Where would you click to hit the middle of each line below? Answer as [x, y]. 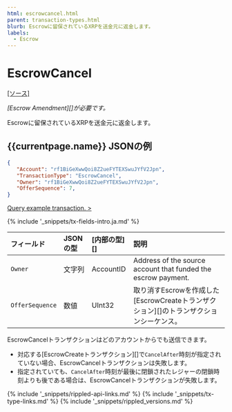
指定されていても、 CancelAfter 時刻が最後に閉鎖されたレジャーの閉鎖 [115, 372]
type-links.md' [28, 402]
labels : [18, 33]
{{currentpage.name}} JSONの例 [79, 147]
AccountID [109, 269]
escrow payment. [162, 278]
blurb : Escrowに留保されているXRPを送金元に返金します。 [80, 26]
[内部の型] [108, 240]
